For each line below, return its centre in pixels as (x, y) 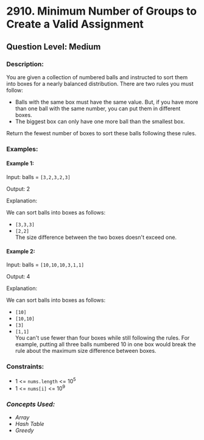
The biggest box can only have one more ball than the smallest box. (100, 121)
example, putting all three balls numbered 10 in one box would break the (105, 344)
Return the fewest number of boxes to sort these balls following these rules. (101, 133)
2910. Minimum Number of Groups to (102, 11)
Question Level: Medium (54, 47)
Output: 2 (18, 189)
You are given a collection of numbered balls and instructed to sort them (97, 77)
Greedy (24, 430)
